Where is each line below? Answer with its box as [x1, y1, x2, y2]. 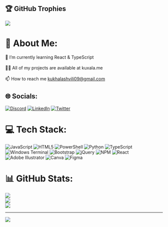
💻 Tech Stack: [5, 123, 67, 135]
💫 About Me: [5, 37, 58, 49]
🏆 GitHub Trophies [5, 4, 66, 13]
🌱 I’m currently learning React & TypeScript [5, 54, 94, 60]
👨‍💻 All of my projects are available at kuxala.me [5, 64, 103, 70]
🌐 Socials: [5, 92, 38, 100]
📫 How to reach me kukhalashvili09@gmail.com [5, 75, 105, 81]
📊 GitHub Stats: [5, 172, 73, 184]
